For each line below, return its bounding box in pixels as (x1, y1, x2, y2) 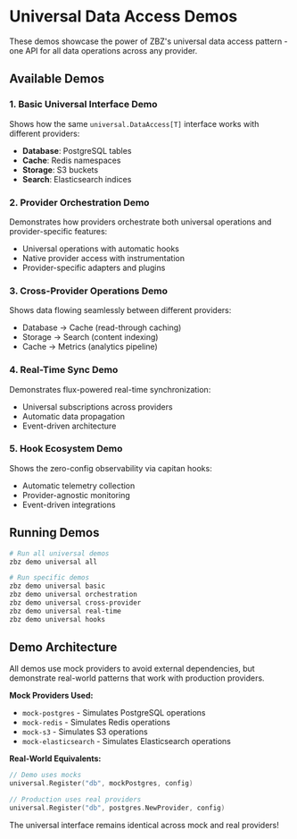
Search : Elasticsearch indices (21, 174, 132, 184)
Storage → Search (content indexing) (21, 332, 159, 343)
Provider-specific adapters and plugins (21, 262, 166, 273)
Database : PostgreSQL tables (21, 145, 132, 156)
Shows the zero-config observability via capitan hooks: (9, 462, 212, 473)
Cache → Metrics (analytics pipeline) (21, 342, 158, 352)
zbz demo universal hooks (9, 614, 105, 623)
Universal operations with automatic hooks (21, 243, 180, 254)
